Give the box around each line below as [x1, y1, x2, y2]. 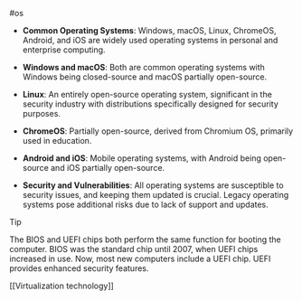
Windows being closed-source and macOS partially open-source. [22, 71, 268, 82]
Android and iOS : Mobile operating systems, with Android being [22, 153, 262, 164]
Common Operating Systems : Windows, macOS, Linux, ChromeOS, [22, 25, 277, 35]
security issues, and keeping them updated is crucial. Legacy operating [22, 190, 289, 200]
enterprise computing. [22, 44, 106, 55]
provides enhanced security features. [9, 263, 149, 274]
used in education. [22, 136, 92, 145]
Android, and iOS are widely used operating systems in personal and [22, 35, 278, 45]
